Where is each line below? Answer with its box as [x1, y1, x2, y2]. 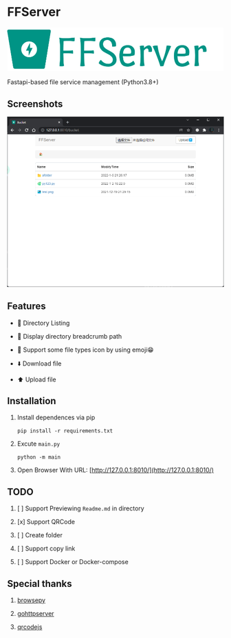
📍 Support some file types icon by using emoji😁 [16, 346, 154, 354]
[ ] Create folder [16, 531, 63, 539]
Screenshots [7, 98, 63, 110]
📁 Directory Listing [16, 319, 70, 327]
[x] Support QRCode [16, 518, 76, 526]
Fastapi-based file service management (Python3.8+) [7, 78, 159, 86]
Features [7, 301, 46, 312]
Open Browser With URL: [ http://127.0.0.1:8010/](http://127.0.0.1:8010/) [16, 466, 214, 475]
